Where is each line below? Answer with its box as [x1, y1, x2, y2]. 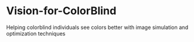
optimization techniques [6, 30, 66, 37]
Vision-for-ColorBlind [6, 4, 117, 18]
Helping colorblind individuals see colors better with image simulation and [6, 24, 189, 31]
